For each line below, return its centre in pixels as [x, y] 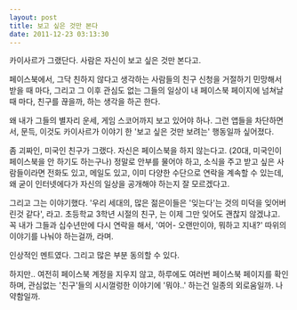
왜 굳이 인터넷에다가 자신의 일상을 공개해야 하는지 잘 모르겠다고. [120, 184]
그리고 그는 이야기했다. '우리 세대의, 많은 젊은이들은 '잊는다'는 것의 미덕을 [136, 203]
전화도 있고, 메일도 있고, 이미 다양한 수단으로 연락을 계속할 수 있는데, [166, 173]
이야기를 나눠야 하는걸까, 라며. [61, 236]
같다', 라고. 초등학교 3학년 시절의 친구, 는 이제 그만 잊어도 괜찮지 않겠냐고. [153, 214]
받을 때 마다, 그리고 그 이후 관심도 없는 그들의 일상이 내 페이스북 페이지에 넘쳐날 [147, 91]
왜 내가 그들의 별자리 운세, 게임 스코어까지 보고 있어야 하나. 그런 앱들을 [131, 120]
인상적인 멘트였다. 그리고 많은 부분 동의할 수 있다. [95, 256]
